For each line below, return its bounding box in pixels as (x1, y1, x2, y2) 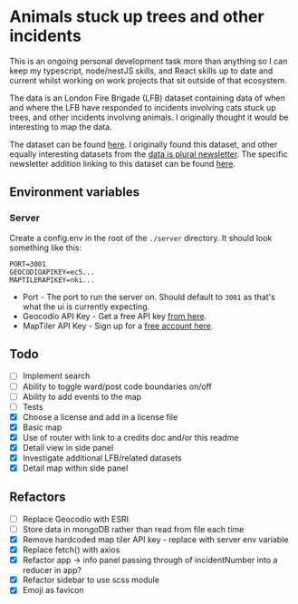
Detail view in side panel (22, 442, 114, 453)
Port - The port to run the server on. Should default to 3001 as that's (22, 291, 276, 302)
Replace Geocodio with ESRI (22, 513, 130, 524)
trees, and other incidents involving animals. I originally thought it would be (9, 112, 289, 122)
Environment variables (9, 184, 140, 200)
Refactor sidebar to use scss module (22, 574, 160, 586)
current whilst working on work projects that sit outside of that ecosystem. (9, 74, 287, 85)
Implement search (22, 370, 91, 382)
